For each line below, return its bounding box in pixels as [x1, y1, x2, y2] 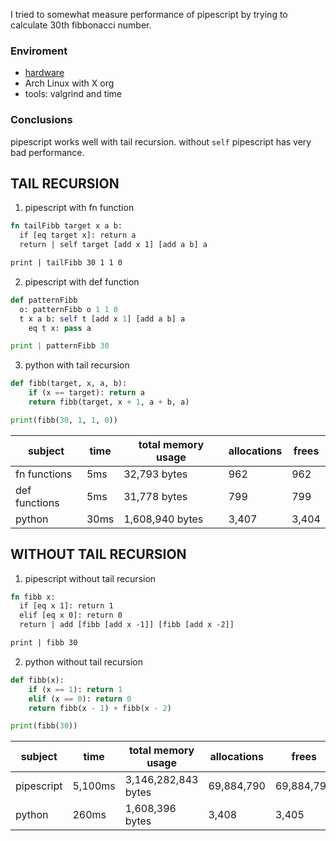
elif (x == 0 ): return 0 [28, 694, 132, 704]
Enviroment [10, 44, 68, 58]
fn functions [15, 467, 73, 481]
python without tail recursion [24, 655, 143, 668]
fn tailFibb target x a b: [10, 221, 123, 231]
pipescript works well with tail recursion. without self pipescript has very [10, 135, 312, 148]
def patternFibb [10, 295, 78, 305]
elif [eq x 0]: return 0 [19, 610, 123, 621]
